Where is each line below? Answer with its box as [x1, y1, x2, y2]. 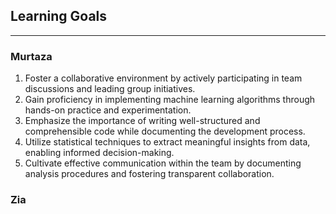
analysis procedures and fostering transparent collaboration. [24, 168, 275, 180]
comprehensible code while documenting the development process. [24, 125, 306, 138]
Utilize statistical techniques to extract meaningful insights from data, [24, 136, 311, 148]
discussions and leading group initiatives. [24, 83, 196, 95]
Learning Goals [10, 8, 108, 25]
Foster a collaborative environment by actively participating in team [24, 72, 303, 84]
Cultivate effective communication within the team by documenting [24, 157, 302, 169]
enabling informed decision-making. [24, 147, 175, 159]
